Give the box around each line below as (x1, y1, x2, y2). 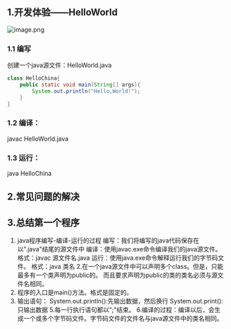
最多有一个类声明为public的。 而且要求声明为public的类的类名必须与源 (17, 271, 218, 279)
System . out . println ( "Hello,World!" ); (32, 87, 140, 95)
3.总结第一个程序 (7, 217, 80, 229)
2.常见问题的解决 (7, 191, 80, 203)
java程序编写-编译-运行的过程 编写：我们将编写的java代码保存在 (17, 236, 200, 244)
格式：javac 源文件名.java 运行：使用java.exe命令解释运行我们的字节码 (17, 254, 219, 262)
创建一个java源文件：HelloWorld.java (7, 61, 112, 69)
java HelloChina (7, 169, 52, 178)
